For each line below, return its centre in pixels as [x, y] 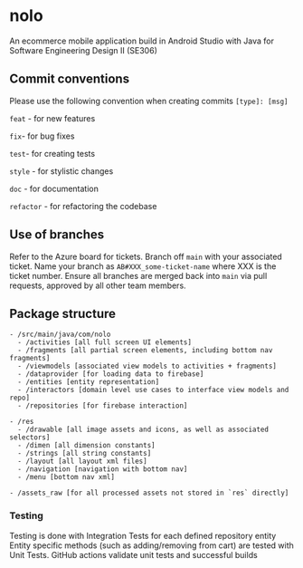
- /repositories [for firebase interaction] [103, 406]
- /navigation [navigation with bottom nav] [103, 469]
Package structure [62, 313]
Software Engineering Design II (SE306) [84, 50]
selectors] [30, 438]
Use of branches [57, 235]
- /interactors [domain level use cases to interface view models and [153, 390]
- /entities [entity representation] [89, 382]
